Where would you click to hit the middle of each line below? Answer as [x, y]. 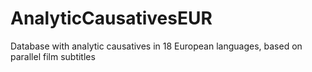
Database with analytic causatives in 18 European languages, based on [156, 46]
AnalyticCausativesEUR [111, 18]
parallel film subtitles [53, 56]
